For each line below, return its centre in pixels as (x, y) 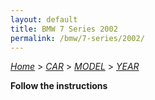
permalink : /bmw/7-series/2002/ (77, 38)
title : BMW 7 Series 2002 (64, 29)
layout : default (44, 19)
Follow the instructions (59, 86)
